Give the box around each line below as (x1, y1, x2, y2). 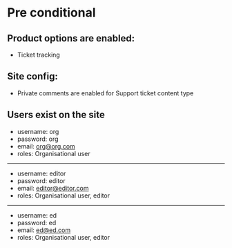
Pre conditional (7, 5, 96, 21)
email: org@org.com (17, 142, 76, 150)
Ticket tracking (17, 50, 60, 59)
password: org (17, 135, 59, 143)
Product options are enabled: (7, 32, 135, 44)
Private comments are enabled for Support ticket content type (17, 88, 194, 97)
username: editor (17, 169, 66, 178)
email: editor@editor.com (17, 184, 89, 192)
